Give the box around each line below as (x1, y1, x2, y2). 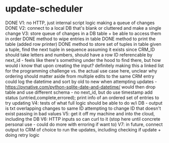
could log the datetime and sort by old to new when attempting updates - (5, 79, 157, 85)
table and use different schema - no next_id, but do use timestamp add (5, 89, 153, 95)
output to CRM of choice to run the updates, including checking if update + (5, 126, 161, 132)
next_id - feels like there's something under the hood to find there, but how (5, 57, 161, 63)
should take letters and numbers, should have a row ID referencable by (5, 51, 153, 58)
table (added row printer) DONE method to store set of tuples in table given (5, 41, 161, 47)
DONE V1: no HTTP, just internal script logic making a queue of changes (5, 20, 155, 26)
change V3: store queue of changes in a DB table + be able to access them (5, 30, 161, 36)
